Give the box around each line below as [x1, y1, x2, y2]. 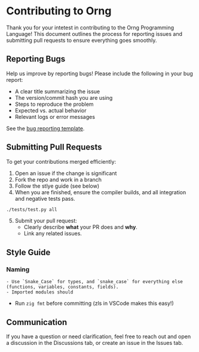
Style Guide [6, 247, 51, 258]
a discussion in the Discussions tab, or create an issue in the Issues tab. [6, 339, 183, 346]
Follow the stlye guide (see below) [14, 182, 100, 189]
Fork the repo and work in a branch [14, 176, 102, 183]
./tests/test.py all [6, 206, 58, 213]
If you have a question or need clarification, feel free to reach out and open [6, 333, 191, 340]
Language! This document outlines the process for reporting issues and [6, 30, 183, 37]
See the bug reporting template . [6, 124, 85, 132]
